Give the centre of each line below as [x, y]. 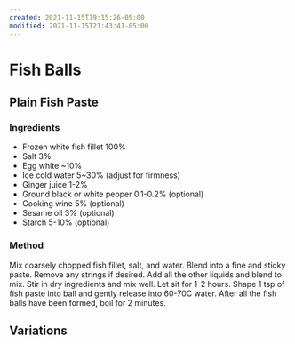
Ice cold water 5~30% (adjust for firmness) [101, 175]
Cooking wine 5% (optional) [73, 204]
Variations [39, 331]
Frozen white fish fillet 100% [74, 147]
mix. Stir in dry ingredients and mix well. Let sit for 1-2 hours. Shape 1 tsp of [147, 284]
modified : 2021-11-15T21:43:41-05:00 [79, 26]
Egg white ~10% [52, 166]
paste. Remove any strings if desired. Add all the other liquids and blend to [146, 274]
